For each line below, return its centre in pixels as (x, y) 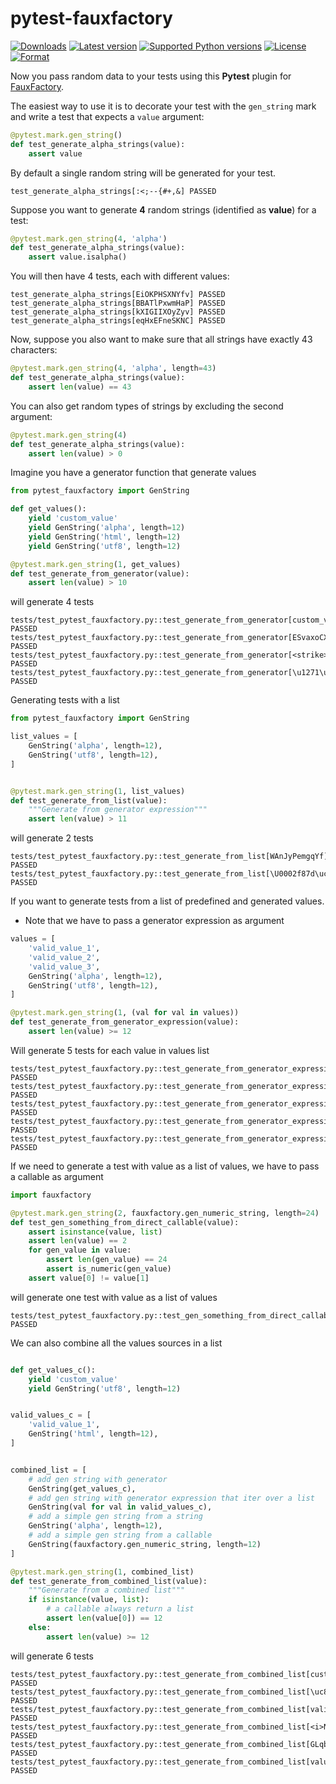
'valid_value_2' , (64, 957)
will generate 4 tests (52, 602)
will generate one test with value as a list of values (114, 1297)
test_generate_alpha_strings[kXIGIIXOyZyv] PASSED (118, 312)
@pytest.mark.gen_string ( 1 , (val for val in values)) (125, 1013)
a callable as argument (57, 1176)
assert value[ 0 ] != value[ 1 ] (89, 1278)
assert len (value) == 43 (80, 387)
